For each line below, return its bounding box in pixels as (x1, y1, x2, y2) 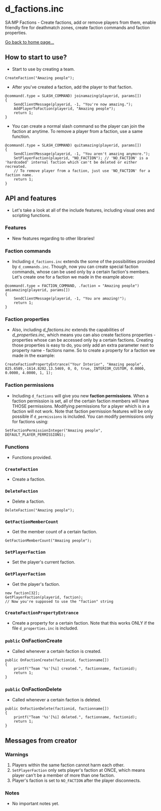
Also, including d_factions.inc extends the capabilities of (12, 327, 125, 333)
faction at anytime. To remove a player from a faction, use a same (12, 128, 143, 134)
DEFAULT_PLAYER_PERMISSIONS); (5, 432, 66, 437)
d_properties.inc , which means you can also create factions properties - (12, 332, 156, 338)
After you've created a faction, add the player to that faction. (12, 84, 133, 90)
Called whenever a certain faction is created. (12, 648, 102, 654)
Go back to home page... (5, 39, 55, 45)
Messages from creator (5, 736, 77, 745)
